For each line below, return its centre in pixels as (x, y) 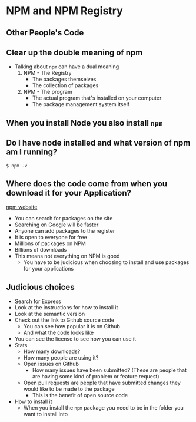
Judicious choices (40, 287)
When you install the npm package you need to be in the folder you (103, 408)
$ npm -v (17, 166)
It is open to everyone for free (51, 238)
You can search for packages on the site (64, 219)
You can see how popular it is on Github (72, 327)
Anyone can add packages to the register (65, 231)
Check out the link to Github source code (64, 320)
